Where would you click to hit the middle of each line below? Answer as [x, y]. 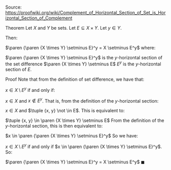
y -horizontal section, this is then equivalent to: [54, 126]
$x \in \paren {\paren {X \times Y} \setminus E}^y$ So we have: [72, 136]
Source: [14, 7]
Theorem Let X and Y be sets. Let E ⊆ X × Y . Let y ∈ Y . [64, 28]
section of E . [19, 69]
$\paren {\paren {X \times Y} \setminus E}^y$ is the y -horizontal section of [84, 58]
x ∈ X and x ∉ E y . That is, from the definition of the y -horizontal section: [82, 100]
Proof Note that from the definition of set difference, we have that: [75, 79]
